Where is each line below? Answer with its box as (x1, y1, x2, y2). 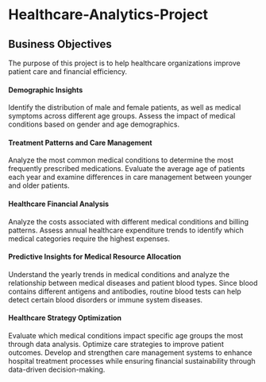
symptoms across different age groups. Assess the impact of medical (8, 111, 236, 121)
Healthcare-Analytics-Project (8, 6, 209, 24)
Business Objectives (8, 37, 113, 51)
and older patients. (8, 181, 70, 190)
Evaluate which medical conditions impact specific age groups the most (8, 331, 244, 341)
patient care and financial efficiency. (8, 67, 128, 76)
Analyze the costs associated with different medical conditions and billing (8, 216, 249, 226)
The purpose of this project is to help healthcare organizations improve (8, 58, 241, 68)
